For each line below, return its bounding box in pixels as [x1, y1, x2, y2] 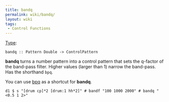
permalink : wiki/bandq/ [5, 12, 55, 17]
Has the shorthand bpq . [5, 69, 53, 75]
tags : [5, 21, 17, 27]
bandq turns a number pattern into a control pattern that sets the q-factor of [5, 58, 164, 64]
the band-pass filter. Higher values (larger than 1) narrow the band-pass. [5, 64, 156, 70]
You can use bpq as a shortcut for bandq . [5, 79, 92, 85]
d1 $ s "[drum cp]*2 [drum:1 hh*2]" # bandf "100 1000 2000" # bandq [5, 88, 155, 93]
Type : [5, 40, 17, 46]
